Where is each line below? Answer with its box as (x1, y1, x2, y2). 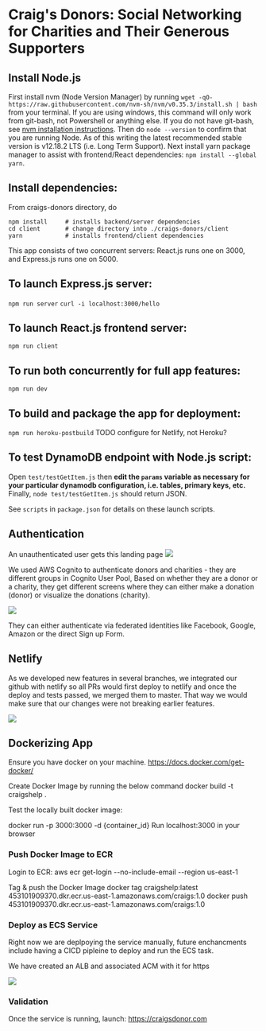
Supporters (8, 40, 85, 57)
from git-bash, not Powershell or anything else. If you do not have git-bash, (8, 116, 254, 125)
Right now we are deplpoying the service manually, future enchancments (8, 937, 248, 947)
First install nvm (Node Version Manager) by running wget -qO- (8, 92, 214, 101)
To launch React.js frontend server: (8, 321, 187, 335)
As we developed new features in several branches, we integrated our (8, 673, 237, 683)
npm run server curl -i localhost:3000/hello (8, 300, 160, 308)
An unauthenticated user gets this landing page (8, 549, 164, 558)
